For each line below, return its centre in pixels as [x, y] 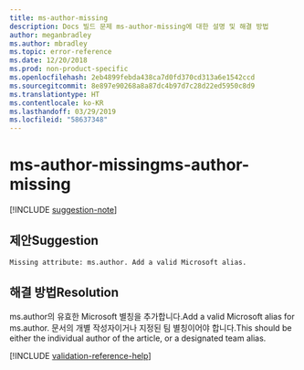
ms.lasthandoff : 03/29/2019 [63, 111]
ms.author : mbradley [49, 43]
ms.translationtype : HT [55, 94]
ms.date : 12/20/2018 [49, 60]
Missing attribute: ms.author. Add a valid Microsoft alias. [128, 262]
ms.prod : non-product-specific [69, 69]
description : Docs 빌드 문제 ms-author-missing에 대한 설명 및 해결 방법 [139, 26]
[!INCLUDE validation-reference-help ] [80, 355]
